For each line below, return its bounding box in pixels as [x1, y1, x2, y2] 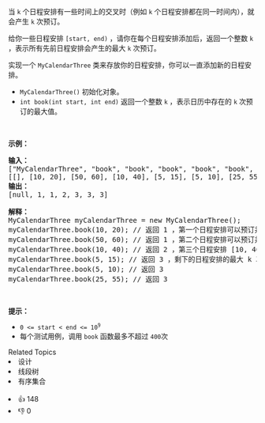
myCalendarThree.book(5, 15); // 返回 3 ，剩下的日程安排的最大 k [8, 255, 252, 263]
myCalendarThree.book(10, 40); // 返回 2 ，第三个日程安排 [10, [8, 245, 248, 254]
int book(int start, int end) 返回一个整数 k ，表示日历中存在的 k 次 [19, 97, 247, 106]
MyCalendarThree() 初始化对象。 [19, 87, 124, 96]
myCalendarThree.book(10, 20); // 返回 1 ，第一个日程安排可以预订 [8, 225, 255, 234]
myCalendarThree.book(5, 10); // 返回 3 [8, 265, 164, 274]
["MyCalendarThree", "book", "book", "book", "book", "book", [8, 164, 254, 173]
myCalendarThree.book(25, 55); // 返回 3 [8, 275, 168, 283]
